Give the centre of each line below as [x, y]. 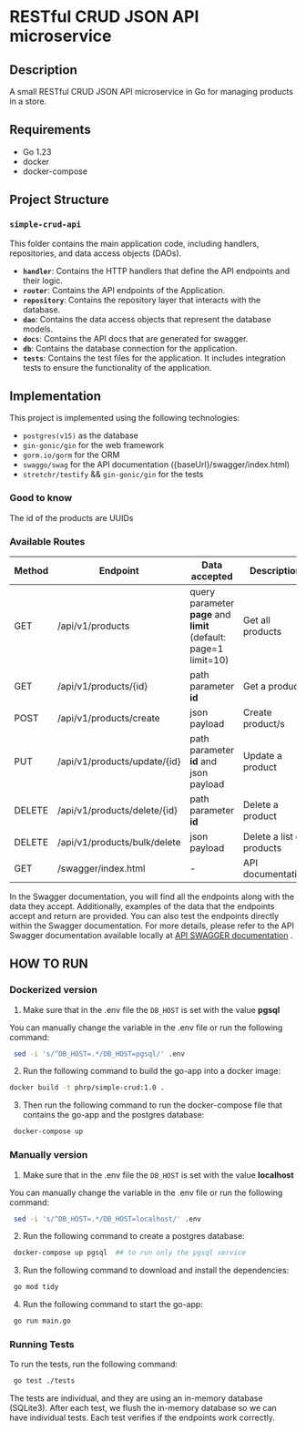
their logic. [43, 281]
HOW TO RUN [49, 964]
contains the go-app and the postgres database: [113, 1115]
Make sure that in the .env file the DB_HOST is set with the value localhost [158, 1175]
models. [38, 329]
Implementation [56, 396]
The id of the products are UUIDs [71, 517]
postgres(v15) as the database [81, 435]
